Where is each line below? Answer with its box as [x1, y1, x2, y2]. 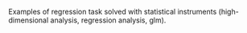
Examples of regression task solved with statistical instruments [8, 7, 217, 16]
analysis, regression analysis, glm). [50, 15, 167, 25]
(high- [218, 7, 239, 16]
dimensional [8, 15, 49, 25]
